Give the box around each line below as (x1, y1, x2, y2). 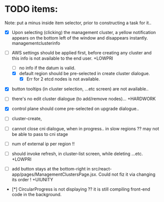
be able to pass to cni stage (11, 131, 68, 137)
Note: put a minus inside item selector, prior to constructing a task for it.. (4, 20, 152, 26)
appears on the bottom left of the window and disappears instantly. (11, 35, 148, 40)
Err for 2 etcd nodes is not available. (26, 76, 100, 82)
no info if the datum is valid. (19, 65, 76, 71)
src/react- (91, 165, 112, 171)
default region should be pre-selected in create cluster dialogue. (19, 71, 150, 77)
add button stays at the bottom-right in (11, 165, 91, 171)
